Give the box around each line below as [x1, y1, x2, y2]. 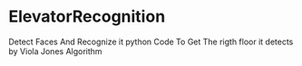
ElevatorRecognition [8, 6, 166, 27]
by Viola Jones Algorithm [8, 45, 102, 56]
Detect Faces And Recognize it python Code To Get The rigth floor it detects [8, 36, 294, 47]
